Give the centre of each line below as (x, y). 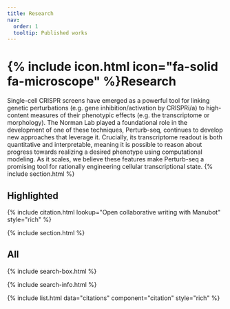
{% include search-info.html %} (52, 284)
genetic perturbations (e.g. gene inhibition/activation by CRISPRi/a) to (106, 108)
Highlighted (33, 196)
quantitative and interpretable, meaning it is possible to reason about (105, 145)
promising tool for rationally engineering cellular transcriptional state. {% (110, 167)
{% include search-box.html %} (52, 271)
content (18, 115)
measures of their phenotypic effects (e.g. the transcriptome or (120, 115)
